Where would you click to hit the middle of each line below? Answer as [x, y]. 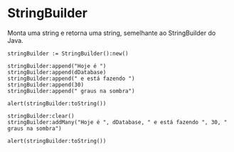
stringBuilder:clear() [41, 116]
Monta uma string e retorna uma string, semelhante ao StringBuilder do [112, 33]
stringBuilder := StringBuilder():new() [68, 54]
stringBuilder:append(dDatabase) [57, 72]
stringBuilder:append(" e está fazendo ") [71, 78]
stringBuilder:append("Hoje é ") [57, 66]
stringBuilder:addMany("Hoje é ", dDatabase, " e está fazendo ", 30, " [117, 122]
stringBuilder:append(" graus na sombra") [71, 91]
